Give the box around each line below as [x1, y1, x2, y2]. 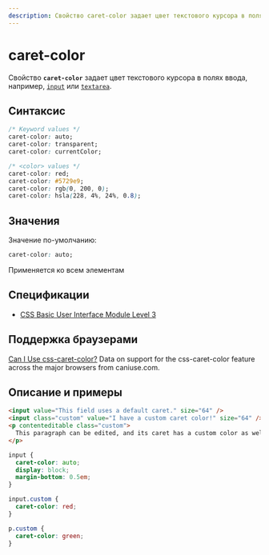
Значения [8, 214, 60, 228]
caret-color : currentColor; [8, 148, 102, 156]
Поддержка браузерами [8, 333, 139, 346]
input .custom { [8, 495, 59, 504]
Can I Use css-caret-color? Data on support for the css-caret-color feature [8, 353, 255, 364]
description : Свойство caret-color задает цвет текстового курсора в [8, 11, 246, 20]
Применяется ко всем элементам [8, 265, 125, 274]
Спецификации [8, 289, 90, 302]
